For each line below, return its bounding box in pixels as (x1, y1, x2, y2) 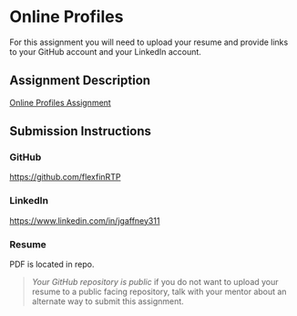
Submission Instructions (9, 123, 152, 139)
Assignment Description (9, 73, 151, 89)
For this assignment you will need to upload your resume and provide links (9, 37, 289, 47)
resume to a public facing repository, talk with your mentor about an (31, 286, 287, 298)
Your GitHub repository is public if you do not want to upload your (31, 277, 280, 288)
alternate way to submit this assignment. (31, 296, 184, 307)
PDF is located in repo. (9, 258, 95, 270)
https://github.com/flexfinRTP (9, 172, 121, 183)
